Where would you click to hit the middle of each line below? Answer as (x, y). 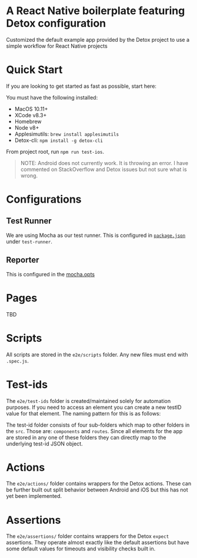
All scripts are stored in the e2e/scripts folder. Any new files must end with (97, 354)
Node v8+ (27, 127)
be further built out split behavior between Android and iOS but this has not (97, 490)
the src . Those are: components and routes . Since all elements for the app (94, 431)
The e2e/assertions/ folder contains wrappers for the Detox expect (88, 536)
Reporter (23, 260)
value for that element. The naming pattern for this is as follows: (84, 413)
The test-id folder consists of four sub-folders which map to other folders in (98, 425)
